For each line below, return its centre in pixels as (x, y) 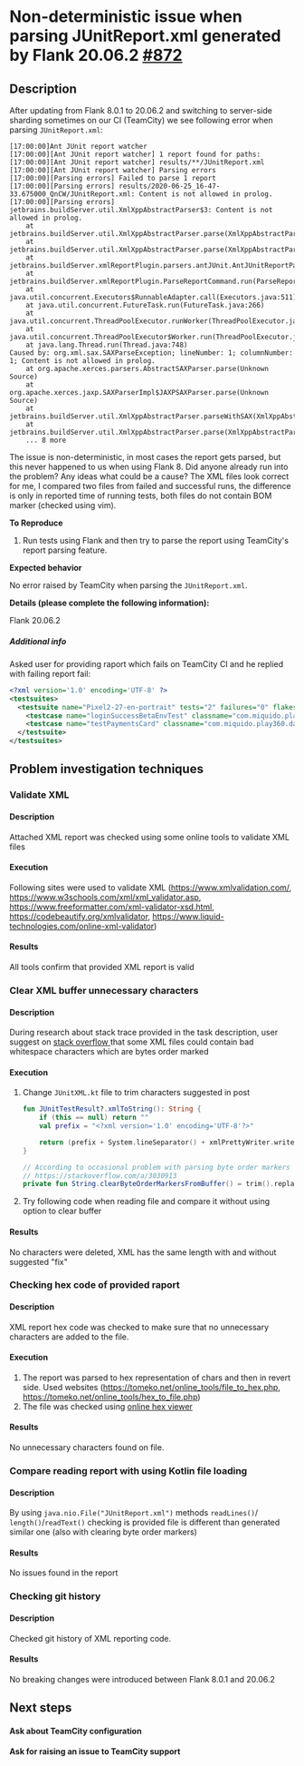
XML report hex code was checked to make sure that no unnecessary (139, 1327)
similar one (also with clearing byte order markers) (103, 1532)
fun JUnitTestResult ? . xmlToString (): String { (112, 1109)
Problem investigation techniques (106, 769)
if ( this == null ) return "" (94, 1118)
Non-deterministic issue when (126, 17)
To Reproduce (36, 523)
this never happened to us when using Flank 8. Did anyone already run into (149, 466)
